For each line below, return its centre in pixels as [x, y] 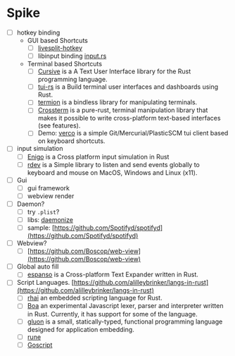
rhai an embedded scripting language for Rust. [95, 298]
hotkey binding [38, 32]
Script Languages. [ [45, 283]
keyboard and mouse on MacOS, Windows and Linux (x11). [112, 172]
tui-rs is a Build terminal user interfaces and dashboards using [128, 87]
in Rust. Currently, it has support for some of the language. [112, 314]
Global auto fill [38, 266]
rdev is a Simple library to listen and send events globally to [113, 164]
